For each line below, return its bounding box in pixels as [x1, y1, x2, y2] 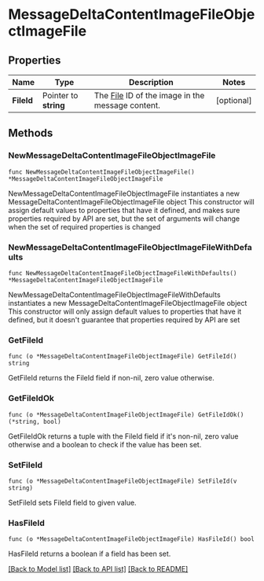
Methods [8, 127, 53, 140]
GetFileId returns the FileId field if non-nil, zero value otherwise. [8, 373, 214, 383]
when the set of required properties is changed [8, 222, 161, 231]
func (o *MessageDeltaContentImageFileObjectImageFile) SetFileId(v [8, 477, 237, 485]
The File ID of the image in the [93, 90, 205, 101]
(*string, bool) [8, 417, 61, 425]
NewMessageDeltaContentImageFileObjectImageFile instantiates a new [8, 189, 240, 198]
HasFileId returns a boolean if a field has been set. [8, 549, 171, 559]
